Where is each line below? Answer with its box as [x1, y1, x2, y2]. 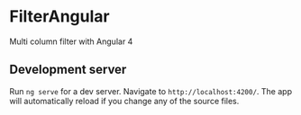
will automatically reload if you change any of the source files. [9, 95, 240, 106]
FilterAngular [9, 6, 110, 27]
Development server [9, 62, 127, 77]
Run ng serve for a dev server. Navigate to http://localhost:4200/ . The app [9, 85, 293, 96]
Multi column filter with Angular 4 [9, 36, 133, 47]
